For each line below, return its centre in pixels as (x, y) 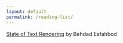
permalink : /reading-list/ (40, 17)
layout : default (26, 11)
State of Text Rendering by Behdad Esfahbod (62, 34)
